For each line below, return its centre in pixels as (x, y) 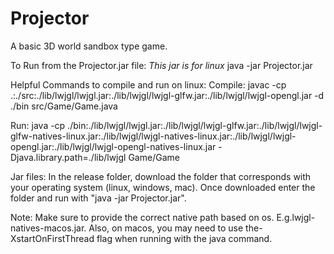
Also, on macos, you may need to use (166, 228)
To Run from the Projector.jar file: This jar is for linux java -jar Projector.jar (161, 65)
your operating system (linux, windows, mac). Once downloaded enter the (163, 187)
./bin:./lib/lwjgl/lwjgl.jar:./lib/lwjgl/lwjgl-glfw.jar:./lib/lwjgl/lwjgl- (195, 125)
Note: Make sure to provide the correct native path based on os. (142, 217)
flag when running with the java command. (184, 238)
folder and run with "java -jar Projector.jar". (98, 198)
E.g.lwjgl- (296, 217)
